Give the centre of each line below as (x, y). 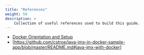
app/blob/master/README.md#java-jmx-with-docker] (67, 47)
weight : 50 (16, 14)
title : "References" (26, 9)
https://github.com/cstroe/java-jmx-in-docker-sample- (70, 42)
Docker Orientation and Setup (42, 37)
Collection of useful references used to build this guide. (77, 23)
